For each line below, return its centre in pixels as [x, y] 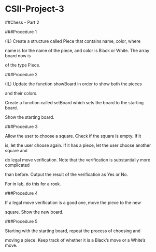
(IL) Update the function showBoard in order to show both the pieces [73, 84]
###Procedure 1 [21, 31]
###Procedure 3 [21, 126]
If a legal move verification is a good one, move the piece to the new [73, 203]
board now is [18, 55]
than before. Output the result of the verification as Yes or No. [66, 174]
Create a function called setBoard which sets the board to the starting [74, 102]
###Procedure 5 [21, 221]
